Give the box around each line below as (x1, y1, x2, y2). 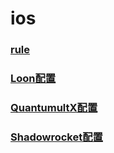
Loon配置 (10, 72, 57, 86)
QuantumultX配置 (10, 100, 98, 114)
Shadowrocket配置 (10, 130, 103, 144)
